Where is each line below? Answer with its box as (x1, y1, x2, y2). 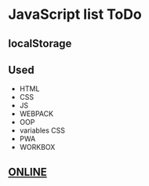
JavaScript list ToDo (8, 5, 143, 24)
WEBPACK (19, 109, 53, 119)
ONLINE (8, 165, 47, 178)
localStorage (8, 37, 72, 50)
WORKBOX (19, 143, 56, 152)
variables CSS (19, 126, 65, 135)
